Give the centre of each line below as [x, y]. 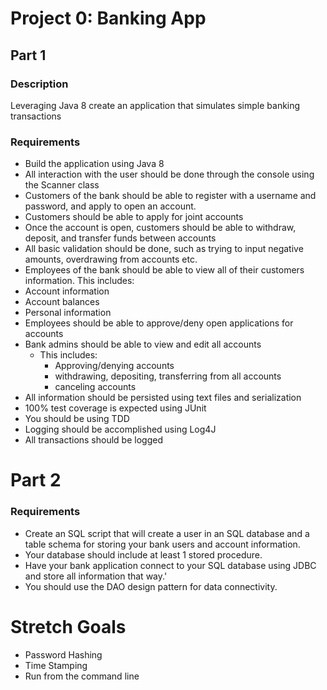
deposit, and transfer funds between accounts [120, 238]
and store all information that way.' [96, 576]
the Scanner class [62, 185]
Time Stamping [56, 665]
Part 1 [28, 55]
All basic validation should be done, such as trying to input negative [164, 249]
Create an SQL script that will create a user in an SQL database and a [167, 533]
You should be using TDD [77, 419]
